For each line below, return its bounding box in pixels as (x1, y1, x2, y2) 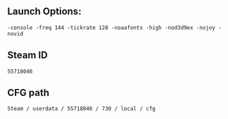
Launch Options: (7, 6, 82, 17)
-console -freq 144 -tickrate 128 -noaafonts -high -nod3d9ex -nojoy (7, 24, 216, 31)
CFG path (7, 87, 50, 99)
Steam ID (7, 49, 48, 62)
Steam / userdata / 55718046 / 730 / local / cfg (7, 105, 156, 113)
